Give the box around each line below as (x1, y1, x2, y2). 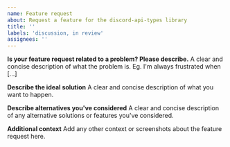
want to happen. (7, 91, 54, 99)
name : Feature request (7, 10, 73, 17)
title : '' (7, 23, 36, 30)
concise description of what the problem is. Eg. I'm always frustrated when (7, 62, 222, 71)
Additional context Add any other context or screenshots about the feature (7, 125, 222, 133)
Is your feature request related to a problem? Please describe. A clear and (7, 55, 223, 63)
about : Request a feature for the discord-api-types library (7, 17, 188, 24)
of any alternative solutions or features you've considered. (7, 112, 175, 120)
